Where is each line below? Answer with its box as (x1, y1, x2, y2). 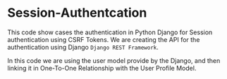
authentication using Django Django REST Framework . (7, 43, 159, 51)
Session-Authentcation (7, 5, 147, 21)
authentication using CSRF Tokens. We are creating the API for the (7, 35, 200, 43)
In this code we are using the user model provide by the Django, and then (7, 56, 221, 64)
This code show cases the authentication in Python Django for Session (7, 28, 213, 36)
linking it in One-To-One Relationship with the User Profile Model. (7, 64, 197, 72)
